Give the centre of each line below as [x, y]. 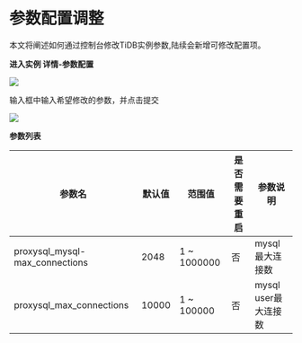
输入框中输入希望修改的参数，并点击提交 [84, 100]
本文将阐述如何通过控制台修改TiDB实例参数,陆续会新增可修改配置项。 [138, 45]
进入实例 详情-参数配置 [52, 64]
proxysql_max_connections [71, 304]
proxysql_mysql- [50, 251]
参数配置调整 [57, 18]
